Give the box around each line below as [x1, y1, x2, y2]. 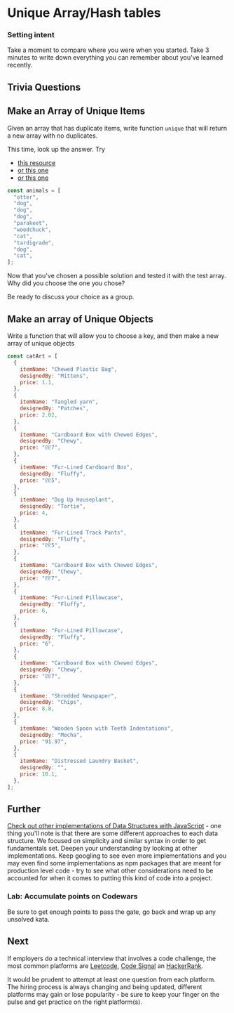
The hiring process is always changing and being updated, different [7, 982, 202, 991]
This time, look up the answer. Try [7, 145, 105, 153]
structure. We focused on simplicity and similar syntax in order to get [7, 837, 207, 845]
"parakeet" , [13, 220, 49, 227]
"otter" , [13, 193, 39, 201]
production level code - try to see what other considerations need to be [7, 866, 214, 875]
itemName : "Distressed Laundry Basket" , [20, 757, 139, 765]
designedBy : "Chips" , [20, 699, 83, 706]
